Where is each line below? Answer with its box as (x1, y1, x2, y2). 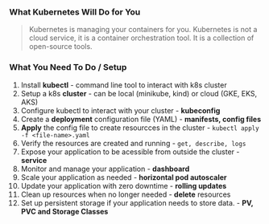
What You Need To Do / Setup (9, 62, 127, 73)
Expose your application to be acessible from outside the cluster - (20, 147, 240, 157)
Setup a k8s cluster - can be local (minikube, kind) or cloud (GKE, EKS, (20, 88, 257, 98)
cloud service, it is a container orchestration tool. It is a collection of (28, 33, 255, 43)
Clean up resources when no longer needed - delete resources (20, 189, 231, 199)
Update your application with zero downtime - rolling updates (20, 181, 227, 190)
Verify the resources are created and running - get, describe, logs (20, 138, 246, 148)
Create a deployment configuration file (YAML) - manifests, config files (20, 114, 262, 124)
